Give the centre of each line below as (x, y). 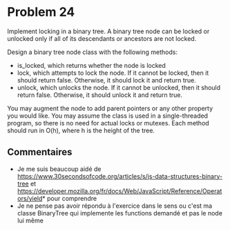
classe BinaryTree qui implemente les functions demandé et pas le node (120, 213)
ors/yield (30, 198)
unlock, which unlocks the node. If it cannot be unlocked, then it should (119, 87)
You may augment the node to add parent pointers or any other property (110, 108)
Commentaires (40, 152)
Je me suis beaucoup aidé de (59, 169)
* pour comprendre (70, 198)
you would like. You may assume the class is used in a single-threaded (108, 116)
